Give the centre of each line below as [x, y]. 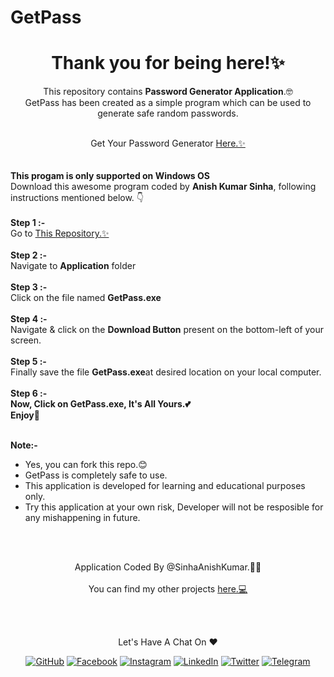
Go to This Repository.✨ [60, 233]
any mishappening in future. [82, 518]
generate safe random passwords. [168, 113]
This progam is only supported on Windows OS [110, 176]
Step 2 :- [28, 255]
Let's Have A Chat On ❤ [168, 642]
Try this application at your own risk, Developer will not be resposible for [174, 507]
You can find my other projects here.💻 [168, 589]
